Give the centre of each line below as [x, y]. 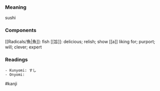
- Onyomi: [15, 75]
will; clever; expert [24, 47]
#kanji [11, 83]
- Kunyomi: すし [21, 70]
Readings [17, 60]
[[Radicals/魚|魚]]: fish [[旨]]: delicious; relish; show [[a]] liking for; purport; [80, 41]
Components [21, 30]
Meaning [16, 7]
